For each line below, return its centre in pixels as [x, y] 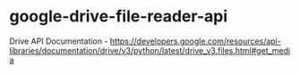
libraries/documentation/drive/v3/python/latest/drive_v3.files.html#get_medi [150, 50]
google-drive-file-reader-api [119, 16]
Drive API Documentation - [59, 41]
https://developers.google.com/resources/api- [196, 41]
